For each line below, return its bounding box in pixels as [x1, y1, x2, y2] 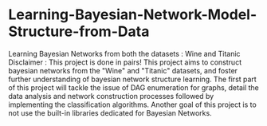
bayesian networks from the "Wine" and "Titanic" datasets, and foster [8, 65, 238, 75]
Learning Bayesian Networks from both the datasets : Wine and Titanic [8, 49, 241, 58]
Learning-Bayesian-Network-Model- [8, 6, 257, 24]
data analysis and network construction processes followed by [8, 91, 214, 100]
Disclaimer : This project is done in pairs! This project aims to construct [8, 57, 241, 67]
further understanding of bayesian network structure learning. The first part [8, 74, 257, 84]
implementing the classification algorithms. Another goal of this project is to [8, 100, 257, 109]
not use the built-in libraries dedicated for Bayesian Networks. [8, 108, 213, 117]
